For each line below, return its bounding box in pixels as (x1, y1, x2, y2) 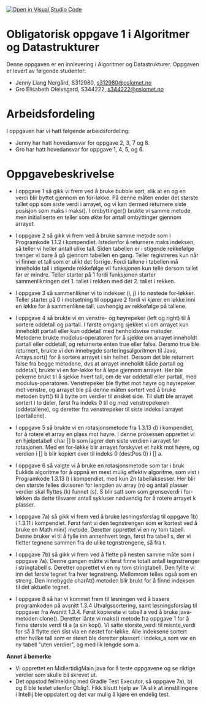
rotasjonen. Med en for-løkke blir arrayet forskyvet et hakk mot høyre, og (15, 443, 200, 451)
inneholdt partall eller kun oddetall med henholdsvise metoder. (15, 327, 174, 334)
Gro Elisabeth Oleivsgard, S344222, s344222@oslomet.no (15, 85, 164, 93)
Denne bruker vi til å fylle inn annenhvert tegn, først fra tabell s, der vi (15, 532, 191, 540)
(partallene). (15, 411, 47, 419)
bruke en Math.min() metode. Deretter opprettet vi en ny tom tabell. (15, 526, 186, 533)
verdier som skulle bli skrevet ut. (15, 671, 97, 678)
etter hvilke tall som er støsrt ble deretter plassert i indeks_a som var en (15, 634, 196, 641)
